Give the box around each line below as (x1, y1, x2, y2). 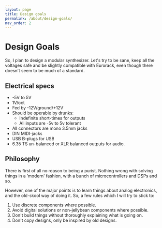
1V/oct (12, 100, 25, 106)
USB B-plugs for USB (12, 136, 55, 141)
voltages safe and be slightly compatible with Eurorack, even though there (5, 62, 153, 68)
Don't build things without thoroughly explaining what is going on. (12, 212, 143, 218)
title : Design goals (5, 12, 47, 16)
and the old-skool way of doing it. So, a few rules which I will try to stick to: (5, 192, 155, 198)
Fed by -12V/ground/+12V (12, 105, 64, 110)
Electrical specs (5, 82, 55, 90)
